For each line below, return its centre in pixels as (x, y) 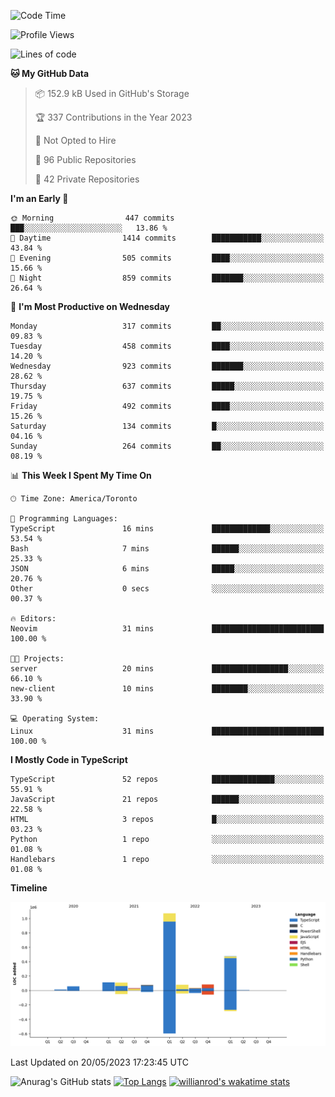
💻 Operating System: (55, 719)
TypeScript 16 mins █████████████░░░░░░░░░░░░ (167, 529)
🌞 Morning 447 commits (92, 218)
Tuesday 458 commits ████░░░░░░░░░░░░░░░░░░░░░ (167, 346)
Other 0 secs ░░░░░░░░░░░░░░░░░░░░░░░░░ (167, 589)
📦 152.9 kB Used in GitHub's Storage (112, 93)
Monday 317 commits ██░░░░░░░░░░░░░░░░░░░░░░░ (167, 326)
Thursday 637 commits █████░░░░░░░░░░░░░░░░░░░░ (167, 386)
